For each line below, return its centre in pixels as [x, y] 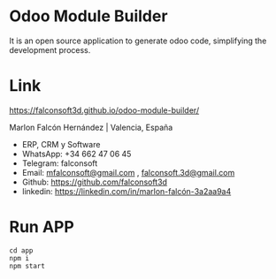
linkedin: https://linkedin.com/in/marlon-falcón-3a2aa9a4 [126, 191]
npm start [27, 266]
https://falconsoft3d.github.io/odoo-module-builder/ [104, 110]
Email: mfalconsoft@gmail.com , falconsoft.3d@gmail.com [128, 172]
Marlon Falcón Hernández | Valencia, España [91, 127]
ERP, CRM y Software [61, 144]
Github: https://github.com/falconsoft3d [95, 182]
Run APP [42, 227]
